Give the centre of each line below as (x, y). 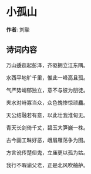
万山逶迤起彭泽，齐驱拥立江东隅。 (47, 65)
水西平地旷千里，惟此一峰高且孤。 (47, 78)
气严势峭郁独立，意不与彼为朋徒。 (47, 90)
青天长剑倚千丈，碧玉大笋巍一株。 (47, 128)
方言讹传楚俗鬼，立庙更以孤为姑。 (47, 152)
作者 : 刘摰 (18, 29)
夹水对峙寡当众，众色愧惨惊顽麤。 (47, 102)
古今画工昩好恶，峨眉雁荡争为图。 (47, 140)
